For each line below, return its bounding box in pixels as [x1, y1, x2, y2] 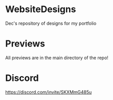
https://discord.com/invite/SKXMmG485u [5, 89, 92, 95]
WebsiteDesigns [5, 4, 76, 15]
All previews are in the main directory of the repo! [5, 55, 109, 61]
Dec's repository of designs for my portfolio [5, 20, 97, 26]
